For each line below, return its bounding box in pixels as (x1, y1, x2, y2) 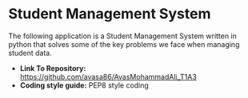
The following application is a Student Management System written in (8, 31, 238, 41)
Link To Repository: (19, 63, 86, 73)
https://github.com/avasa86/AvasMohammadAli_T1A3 (19, 72, 198, 81)
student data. (8, 48, 52, 57)
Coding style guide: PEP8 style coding (19, 80, 150, 90)
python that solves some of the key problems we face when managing (8, 39, 240, 49)
